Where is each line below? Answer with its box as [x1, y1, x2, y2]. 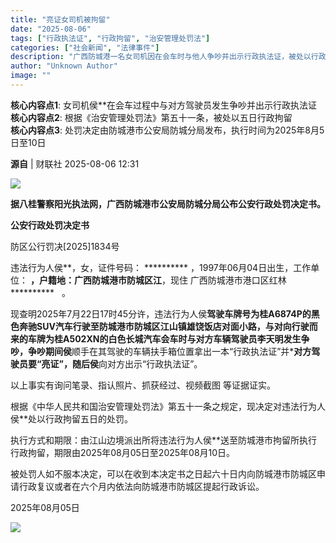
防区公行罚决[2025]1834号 [10, 240, 120, 252]
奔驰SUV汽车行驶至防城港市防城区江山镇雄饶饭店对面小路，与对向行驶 [18, 320, 310, 332]
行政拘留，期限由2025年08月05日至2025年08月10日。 [10, 446, 236, 458]
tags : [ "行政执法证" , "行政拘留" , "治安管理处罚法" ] [10, 33, 211, 43]
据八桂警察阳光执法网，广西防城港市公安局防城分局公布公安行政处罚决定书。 [10, 197, 326, 210]
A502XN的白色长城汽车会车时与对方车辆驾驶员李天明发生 [62, 332, 302, 345]
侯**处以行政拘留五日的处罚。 [10, 412, 134, 425]
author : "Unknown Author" [10, 61, 118, 71]
